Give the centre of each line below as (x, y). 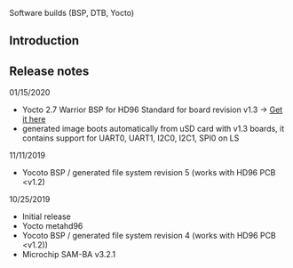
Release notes (49, 71)
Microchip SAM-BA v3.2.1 (69, 255)
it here (34, 119)
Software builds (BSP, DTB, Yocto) (72, 13)
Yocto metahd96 (52, 226)
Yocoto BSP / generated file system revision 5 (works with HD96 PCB (149, 173)
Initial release (46, 216)
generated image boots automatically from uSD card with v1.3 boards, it (153, 129)
